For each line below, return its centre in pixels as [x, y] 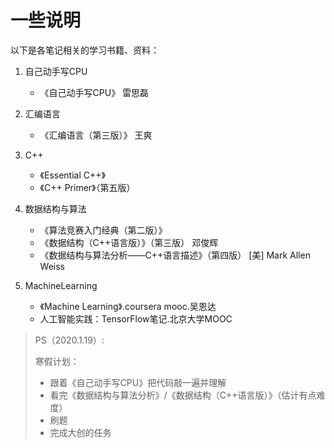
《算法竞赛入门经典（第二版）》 [103, 230]
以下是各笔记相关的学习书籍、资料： [85, 50]
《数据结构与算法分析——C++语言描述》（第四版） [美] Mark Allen [175, 255]
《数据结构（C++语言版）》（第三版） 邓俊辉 [129, 242]
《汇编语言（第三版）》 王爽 [96, 135]
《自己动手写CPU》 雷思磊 [94, 92]
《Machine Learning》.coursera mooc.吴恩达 [128, 306]
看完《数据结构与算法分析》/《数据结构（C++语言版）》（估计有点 [183, 395]
